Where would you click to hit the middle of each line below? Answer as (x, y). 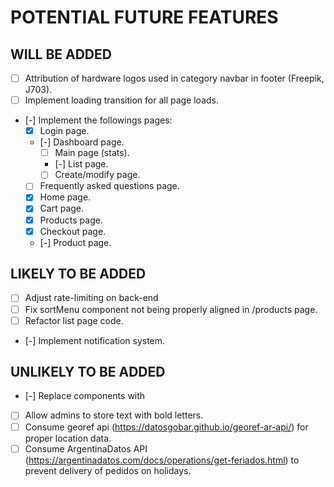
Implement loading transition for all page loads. (122, 100)
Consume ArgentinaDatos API (86, 448)
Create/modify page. (97, 175)
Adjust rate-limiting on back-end (91, 298)
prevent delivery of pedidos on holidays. (108, 470)
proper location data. (68, 438)
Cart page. (62, 208)
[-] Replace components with (85, 396)
